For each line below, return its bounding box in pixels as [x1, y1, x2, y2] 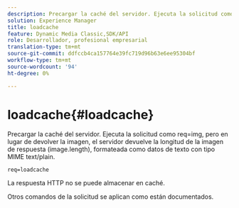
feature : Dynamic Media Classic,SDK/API [7, 30, 129, 38]
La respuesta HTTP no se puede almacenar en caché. [7, 179, 166, 187]
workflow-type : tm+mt [7, 57, 72, 64]
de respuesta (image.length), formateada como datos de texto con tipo [7, 145, 216, 153]
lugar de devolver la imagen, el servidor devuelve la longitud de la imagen [7, 138, 224, 146]
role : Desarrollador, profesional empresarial [7, 37, 148, 44]
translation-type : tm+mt [7, 43, 81, 50]
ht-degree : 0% [7, 70, 50, 77]
